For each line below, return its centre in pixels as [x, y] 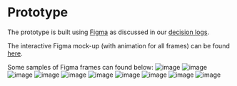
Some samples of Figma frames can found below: [80, 67]
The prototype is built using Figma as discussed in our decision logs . [108, 32]
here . [15, 53]
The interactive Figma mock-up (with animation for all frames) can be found [118, 45]
